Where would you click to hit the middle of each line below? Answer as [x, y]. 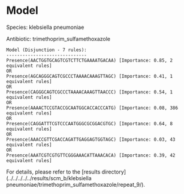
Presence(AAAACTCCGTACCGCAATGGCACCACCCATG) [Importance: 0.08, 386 [92, 108]
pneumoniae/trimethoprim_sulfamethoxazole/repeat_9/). [76, 184]
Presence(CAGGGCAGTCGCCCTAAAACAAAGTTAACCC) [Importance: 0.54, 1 [89, 92]
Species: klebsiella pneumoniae [45, 27]
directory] [114, 172]
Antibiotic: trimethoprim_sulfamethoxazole [58, 39]
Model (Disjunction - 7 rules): [46, 50]
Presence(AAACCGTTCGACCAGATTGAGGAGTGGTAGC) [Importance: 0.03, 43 [91, 139]
